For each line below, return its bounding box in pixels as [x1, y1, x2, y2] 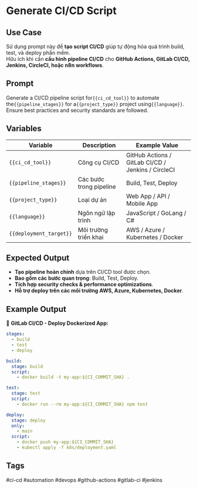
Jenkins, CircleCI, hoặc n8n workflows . [6, 62, 104, 69]
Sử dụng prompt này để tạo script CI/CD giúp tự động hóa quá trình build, [6, 43, 185, 50]
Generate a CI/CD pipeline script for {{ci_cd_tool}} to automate [6, 94, 160, 101]
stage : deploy [11, 417, 46, 423]
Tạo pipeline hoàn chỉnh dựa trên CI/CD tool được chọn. [14, 269, 151, 276]
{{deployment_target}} [9, 230, 72, 237]
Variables [6, 124, 42, 134]
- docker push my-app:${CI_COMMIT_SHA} [16, 439, 114, 445]
